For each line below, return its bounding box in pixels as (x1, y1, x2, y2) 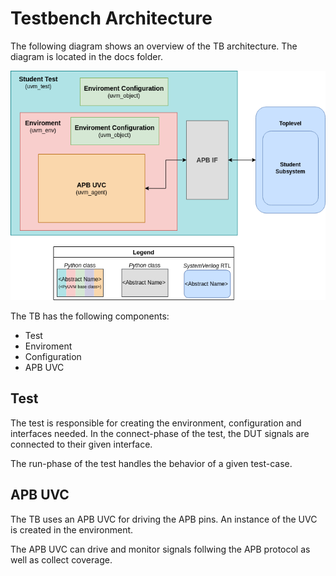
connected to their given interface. (10, 438, 153, 450)
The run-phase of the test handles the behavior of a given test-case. (10, 457, 293, 469)
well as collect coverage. (10, 553, 113, 566)
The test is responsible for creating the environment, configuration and (10, 417, 302, 429)
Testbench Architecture (10, 7, 213, 30)
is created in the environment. (10, 523, 134, 536)
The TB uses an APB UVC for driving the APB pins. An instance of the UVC (10, 513, 318, 525)
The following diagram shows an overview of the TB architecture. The (10, 40, 298, 52)
